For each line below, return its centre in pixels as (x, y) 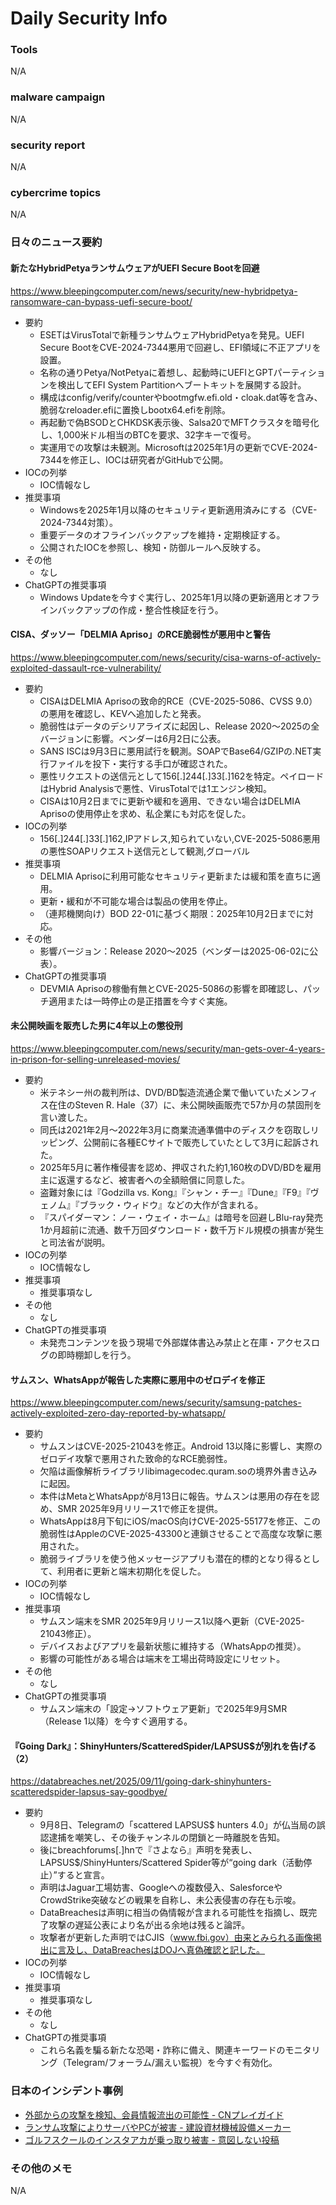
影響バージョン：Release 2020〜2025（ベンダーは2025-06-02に (174, 951)
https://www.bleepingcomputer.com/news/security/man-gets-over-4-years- (168, 1048)
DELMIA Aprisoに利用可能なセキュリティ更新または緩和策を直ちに (176, 876)
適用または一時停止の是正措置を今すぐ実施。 (140, 1001)
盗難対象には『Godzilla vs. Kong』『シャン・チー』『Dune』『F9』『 (175, 1192)
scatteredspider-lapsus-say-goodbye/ (89, 1792)
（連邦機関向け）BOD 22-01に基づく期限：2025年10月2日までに (172, 913)
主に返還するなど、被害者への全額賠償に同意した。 (144, 1179)
